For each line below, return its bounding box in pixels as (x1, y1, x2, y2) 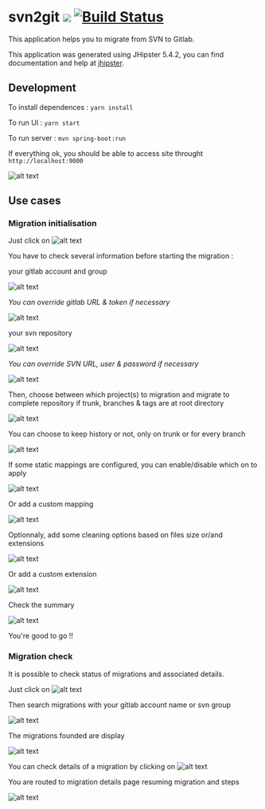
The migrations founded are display (8, 730, 125, 740)
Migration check (8, 651, 73, 662)
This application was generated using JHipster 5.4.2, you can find (8, 49, 224, 59)
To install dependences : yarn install (8, 102, 134, 111)
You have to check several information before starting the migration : (8, 251, 234, 261)
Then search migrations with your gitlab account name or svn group (8, 700, 232, 710)
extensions (8, 539, 45, 548)
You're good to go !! (8, 631, 74, 640)
